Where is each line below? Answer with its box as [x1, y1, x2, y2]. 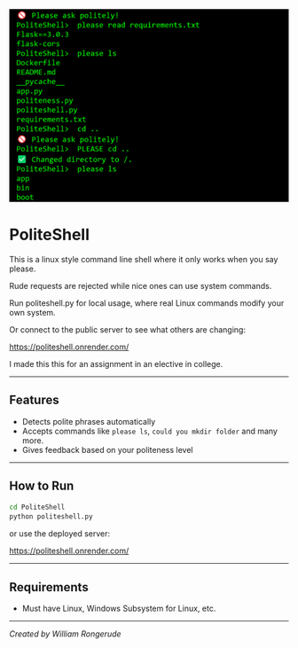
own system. [9, 307, 56, 317]
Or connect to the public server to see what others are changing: [9, 324, 247, 335]
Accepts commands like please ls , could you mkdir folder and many [21, 425, 278, 436]
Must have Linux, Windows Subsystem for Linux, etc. [21, 603, 216, 613]
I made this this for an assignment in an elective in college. [9, 358, 223, 369]
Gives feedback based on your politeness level [21, 444, 193, 455]
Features [9, 393, 59, 408]
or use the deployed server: [9, 528, 111, 539]
